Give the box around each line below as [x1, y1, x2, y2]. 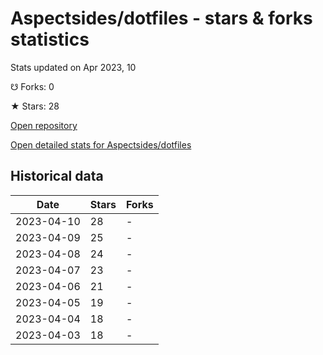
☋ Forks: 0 [10, 80, 55, 92]
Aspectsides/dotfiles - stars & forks [10, 7, 313, 30]
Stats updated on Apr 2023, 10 [10, 61, 137, 73]
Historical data [10, 168, 104, 185]
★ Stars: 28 [10, 100, 60, 112]
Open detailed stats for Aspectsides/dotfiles [10, 138, 192, 151]
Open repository [10, 119, 78, 131]
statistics [10, 28, 90, 51]
